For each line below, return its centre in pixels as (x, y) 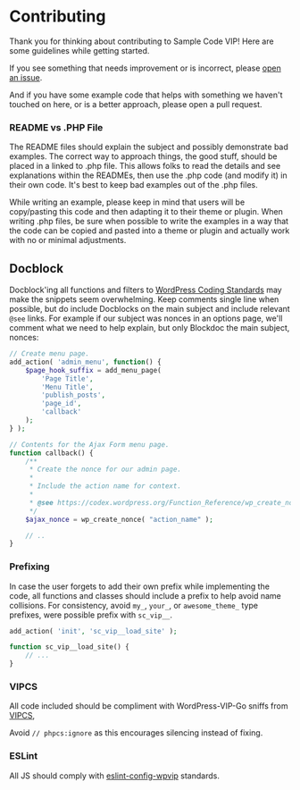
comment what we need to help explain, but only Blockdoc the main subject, (150, 328)
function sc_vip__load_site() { (69, 647)
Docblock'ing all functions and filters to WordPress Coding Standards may (146, 290)
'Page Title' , (67, 378)
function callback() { (51, 453)
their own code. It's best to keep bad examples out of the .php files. (133, 185)
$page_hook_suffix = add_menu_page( (94, 370)
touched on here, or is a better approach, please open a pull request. (136, 104)
